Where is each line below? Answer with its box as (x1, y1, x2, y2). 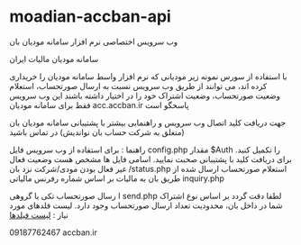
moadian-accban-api (9, 6, 171, 27)
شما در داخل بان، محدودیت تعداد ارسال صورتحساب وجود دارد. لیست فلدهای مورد (9, 200, 283, 211)
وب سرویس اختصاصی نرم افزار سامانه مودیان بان (9, 36, 178, 47)
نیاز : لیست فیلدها (9, 209, 69, 220)
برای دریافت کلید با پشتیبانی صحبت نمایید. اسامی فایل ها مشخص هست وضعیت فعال (9, 153, 293, 164)
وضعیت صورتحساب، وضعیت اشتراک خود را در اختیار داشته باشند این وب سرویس (9, 90, 281, 101)
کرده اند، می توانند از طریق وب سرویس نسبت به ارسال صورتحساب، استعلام (9, 80, 268, 91)
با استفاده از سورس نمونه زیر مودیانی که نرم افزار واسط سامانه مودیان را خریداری (9, 70, 287, 82)
